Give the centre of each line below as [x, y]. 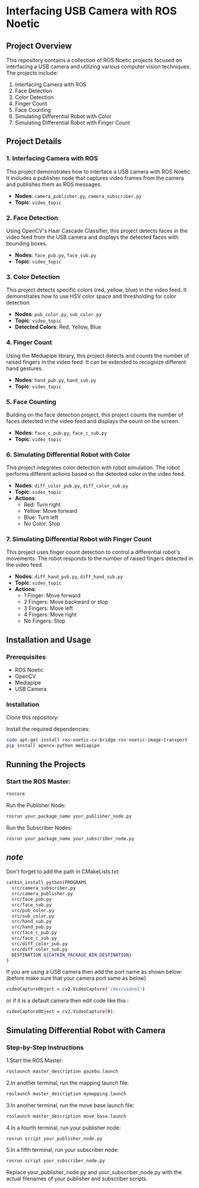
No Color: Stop [42, 524]
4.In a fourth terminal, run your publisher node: [63, 1128]
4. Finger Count [29, 342]
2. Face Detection [32, 218]
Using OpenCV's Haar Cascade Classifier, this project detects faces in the [97, 230]
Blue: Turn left [41, 517]
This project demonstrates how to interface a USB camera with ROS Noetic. [99, 171]
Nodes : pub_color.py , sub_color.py [58, 314]
